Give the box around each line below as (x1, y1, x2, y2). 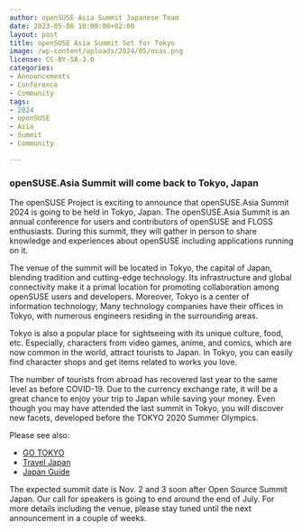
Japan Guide (22, 466, 70, 478)
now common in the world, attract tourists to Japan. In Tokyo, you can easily (9, 347, 293, 358)
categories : (9, 64, 54, 73)
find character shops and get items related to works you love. (9, 357, 237, 368)
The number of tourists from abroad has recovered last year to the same (9, 374, 278, 385)
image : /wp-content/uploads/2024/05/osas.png (9, 47, 183, 56)
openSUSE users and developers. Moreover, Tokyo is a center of (9, 291, 250, 302)
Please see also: (9, 430, 70, 441)
